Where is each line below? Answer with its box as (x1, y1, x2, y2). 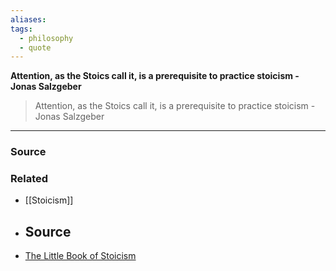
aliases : (10, 14, 47, 25)
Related (10, 172, 49, 186)
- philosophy (19, 33, 74, 43)
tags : (10, 24, 33, 34)
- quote (19, 42, 52, 53)
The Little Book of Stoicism (24, 250, 137, 262)
